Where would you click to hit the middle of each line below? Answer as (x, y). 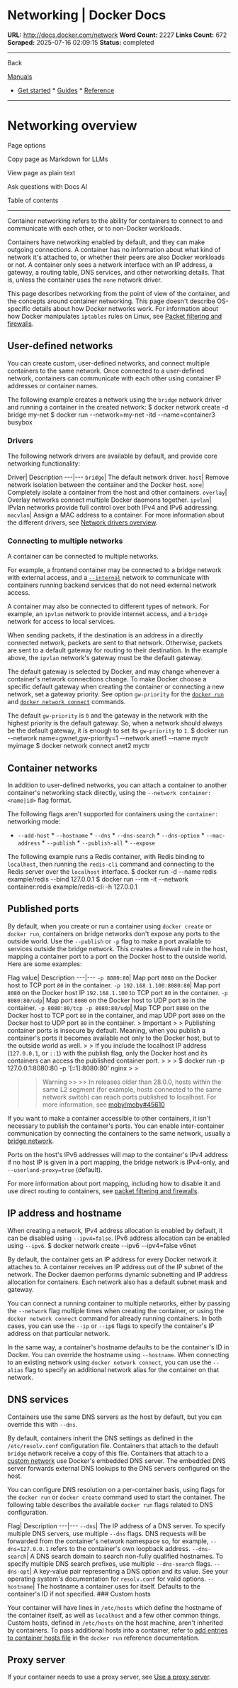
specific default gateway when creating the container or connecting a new (116, 687)
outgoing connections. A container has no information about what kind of (114, 249)
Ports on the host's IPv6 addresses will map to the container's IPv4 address (118, 1154)
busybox (20, 422)
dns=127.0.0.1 (28, 1549)
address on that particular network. (59, 1333)
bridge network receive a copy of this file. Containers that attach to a (108, 1453)
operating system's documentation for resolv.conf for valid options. (107, 1579)
